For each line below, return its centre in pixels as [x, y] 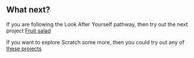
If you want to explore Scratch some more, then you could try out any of [95, 42]
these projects [24, 48]
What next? [28, 10]
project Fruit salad [29, 30]
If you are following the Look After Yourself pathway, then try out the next [97, 24]
